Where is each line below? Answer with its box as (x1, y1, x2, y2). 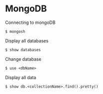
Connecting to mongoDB (5, 19, 56, 25)
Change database (5, 56, 42, 62)
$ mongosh (5, 29, 26, 34)
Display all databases (5, 38, 49, 44)
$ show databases (5, 47, 41, 52)
